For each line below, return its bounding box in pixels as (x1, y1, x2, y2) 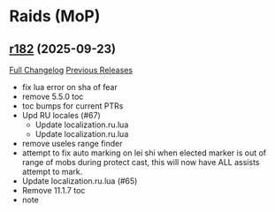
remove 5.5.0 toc (21, 91, 84, 102)
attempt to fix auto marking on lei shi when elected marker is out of (21, 148, 267, 158)
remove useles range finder (21, 139, 123, 148)
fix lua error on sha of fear (21, 82, 118, 92)
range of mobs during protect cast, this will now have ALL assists (21, 157, 260, 167)
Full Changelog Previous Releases (9, 64, 134, 75)
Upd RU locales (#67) (21, 110, 102, 120)
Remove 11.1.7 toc (21, 185, 86, 195)
